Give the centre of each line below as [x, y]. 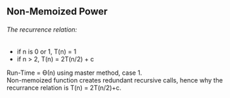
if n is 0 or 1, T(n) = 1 [47, 51]
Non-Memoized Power [57, 12]
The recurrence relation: [42, 29]
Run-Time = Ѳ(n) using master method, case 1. [74, 73]
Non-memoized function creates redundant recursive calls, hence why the [115, 80]
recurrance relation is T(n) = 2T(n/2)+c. [64, 87]
